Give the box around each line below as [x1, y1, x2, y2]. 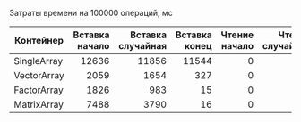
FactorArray [13, 84, 64, 96]
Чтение [220, 28, 254, 41]
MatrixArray [13, 98, 64, 110]
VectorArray [13, 69, 64, 81]
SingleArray [13, 55, 64, 67]
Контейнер [14, 35, 64, 46]
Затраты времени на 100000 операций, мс [9, 8, 173, 18]
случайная [117, 40, 168, 52]
